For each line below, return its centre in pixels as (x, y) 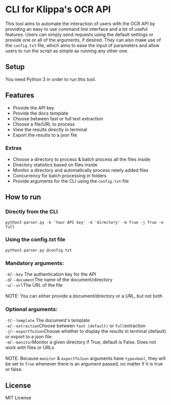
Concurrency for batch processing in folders (59, 176)
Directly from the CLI (31, 212)
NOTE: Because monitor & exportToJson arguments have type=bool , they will (85, 358)
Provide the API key (34, 108)
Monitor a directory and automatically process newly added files (80, 170)
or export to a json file (29, 337)
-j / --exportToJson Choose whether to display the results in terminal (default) (86, 331)
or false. (14, 369)
